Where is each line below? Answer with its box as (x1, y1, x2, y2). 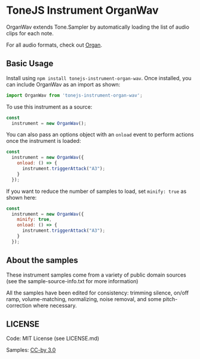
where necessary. (32, 302, 77, 309)
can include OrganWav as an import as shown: (6, 81, 121, 88)
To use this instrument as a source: (6, 103, 93, 111)
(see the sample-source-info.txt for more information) (6, 277, 139, 284)
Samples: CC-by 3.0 (6, 346, 56, 354)
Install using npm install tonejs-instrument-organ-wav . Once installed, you (6, 74, 192, 81)
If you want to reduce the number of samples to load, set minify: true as (6, 188, 187, 195)
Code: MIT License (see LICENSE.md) (6, 335, 100, 342)
